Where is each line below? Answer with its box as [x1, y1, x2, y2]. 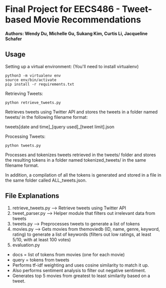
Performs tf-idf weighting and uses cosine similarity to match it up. [12, 262, 149, 268]
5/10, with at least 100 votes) [12, 236, 71, 242]
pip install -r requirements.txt [5, 82, 75, 87]
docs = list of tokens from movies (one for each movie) [12, 251, 125, 257]
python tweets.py [5, 143, 41, 148]
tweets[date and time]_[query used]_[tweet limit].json [5, 123, 115, 130]
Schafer [5, 36, 22, 42]
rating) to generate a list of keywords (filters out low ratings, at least [12, 231, 152, 237]
